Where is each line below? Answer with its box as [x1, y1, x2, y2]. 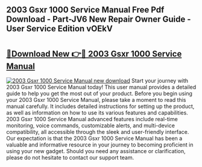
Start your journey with [131, 77, 189, 84]
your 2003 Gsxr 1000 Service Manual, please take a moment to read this [6, 96, 186, 103]
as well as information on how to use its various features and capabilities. [6, 109, 188, 116]
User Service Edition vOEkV [6, 24, 113, 34]
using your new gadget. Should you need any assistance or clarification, [6, 148, 186, 154]
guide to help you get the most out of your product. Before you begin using [6, 90, 193, 97]
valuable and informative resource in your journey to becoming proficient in [6, 141, 194, 148]
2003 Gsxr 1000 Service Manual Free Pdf [6, 5, 165, 15]
